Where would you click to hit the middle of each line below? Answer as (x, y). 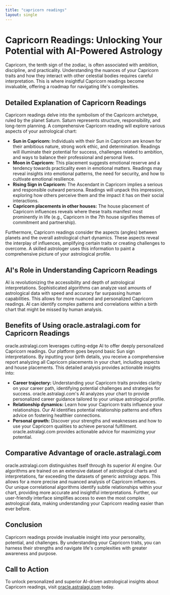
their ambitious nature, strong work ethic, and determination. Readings (86, 146)
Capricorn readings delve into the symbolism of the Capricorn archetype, (82, 115)
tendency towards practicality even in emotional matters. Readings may (87, 168)
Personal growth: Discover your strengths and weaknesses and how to (87, 420)
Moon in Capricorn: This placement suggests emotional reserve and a (86, 163)
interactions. (26, 201)
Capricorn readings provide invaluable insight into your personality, (75, 537)
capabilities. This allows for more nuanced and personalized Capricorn (79, 299)
